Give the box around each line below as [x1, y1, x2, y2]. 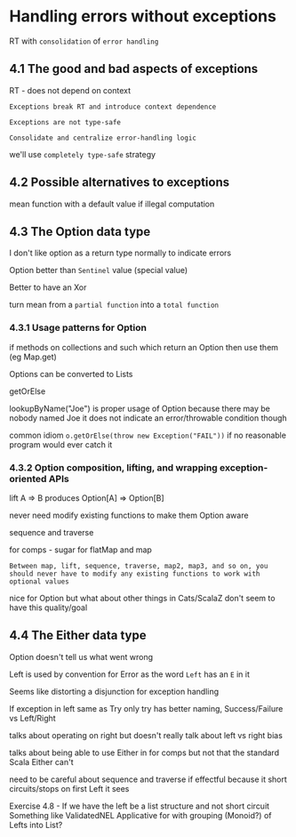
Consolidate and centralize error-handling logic [9, 133, 197, 142]
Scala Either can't [9, 756, 74, 767]
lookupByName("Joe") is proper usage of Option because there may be [9, 403, 271, 414]
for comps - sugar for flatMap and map [9, 544, 153, 555]
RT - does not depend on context [9, 85, 132, 95]
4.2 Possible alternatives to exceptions [9, 175, 230, 190]
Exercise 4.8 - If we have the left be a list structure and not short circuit [9, 801, 269, 811]
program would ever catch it [9, 439, 113, 450]
